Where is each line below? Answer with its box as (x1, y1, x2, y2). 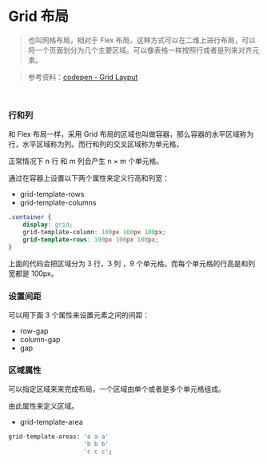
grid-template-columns (19, 198, 97, 208)
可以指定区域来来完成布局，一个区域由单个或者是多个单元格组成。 (8, 385, 225, 394)
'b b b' (83, 441, 110, 449)
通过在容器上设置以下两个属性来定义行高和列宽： (8, 174, 169, 183)
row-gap (19, 325, 49, 336)
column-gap (19, 334, 61, 344)
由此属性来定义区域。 (8, 401, 78, 411)
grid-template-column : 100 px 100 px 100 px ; (22, 228, 166, 236)
